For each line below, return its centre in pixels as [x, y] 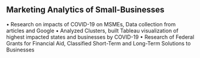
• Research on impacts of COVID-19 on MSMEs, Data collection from [91, 24]
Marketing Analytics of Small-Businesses [85, 10]
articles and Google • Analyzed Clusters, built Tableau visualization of [92, 30]
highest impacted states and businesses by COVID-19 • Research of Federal [100, 37]
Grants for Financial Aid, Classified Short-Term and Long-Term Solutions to [99, 43]
